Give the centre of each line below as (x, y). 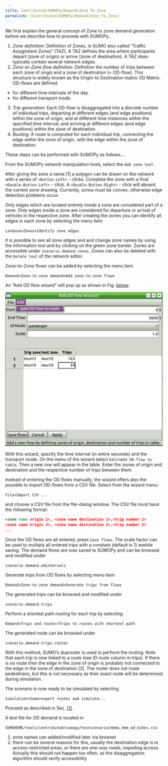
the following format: (27, 509)
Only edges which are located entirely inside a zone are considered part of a (84, 204)
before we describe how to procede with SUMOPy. (57, 36)
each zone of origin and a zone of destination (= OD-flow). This (78, 72)
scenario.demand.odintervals (35, 565)
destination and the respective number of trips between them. (69, 470)
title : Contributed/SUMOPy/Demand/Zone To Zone (56, 10)
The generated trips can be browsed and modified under (64, 594)
